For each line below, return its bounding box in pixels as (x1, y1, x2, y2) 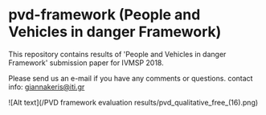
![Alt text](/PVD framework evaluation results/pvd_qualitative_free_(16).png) (8, 97, 259, 107)
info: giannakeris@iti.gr (8, 82, 85, 92)
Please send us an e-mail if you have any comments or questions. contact (8, 73, 253, 83)
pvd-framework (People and (8, 6, 201, 24)
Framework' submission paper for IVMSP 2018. (8, 58, 164, 68)
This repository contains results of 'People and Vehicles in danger (8, 49, 227, 59)
